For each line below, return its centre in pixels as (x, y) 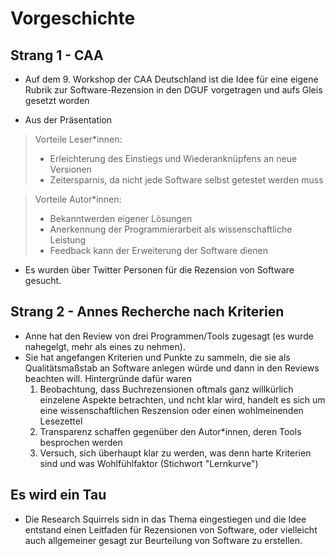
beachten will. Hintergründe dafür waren (108, 378)
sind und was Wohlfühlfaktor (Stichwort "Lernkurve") (149, 463)
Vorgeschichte (73, 18)
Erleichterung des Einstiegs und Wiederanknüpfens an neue (173, 158)
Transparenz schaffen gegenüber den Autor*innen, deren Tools (170, 431)
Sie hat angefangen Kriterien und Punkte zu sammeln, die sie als (157, 357)
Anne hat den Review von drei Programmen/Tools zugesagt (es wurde (169, 336)
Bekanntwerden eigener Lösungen (121, 218)
